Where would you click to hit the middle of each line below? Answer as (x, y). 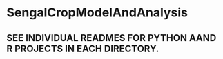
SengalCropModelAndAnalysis (97, 13)
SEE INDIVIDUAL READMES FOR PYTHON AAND (111, 38)
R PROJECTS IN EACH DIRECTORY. (83, 48)
